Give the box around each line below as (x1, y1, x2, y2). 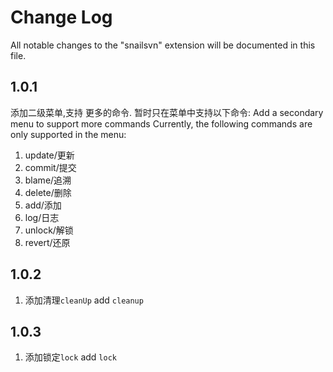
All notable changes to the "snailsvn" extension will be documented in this (10, 39, 316, 51)
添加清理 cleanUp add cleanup (24, 294, 144, 306)
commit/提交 (24, 161, 77, 173)
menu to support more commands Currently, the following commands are (10, 117, 313, 130)
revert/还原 (24, 236, 71, 248)
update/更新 (24, 149, 75, 161)
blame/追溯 (24, 174, 72, 186)
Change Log (10, 6, 113, 29)
